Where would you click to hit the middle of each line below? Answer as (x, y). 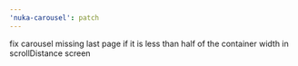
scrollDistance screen (50, 53)
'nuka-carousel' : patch (55, 18)
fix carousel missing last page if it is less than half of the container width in (149, 43)
